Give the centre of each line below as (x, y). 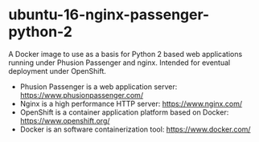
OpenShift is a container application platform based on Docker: (124, 112)
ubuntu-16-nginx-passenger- (109, 15)
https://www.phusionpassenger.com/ (81, 95)
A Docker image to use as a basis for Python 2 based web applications (125, 54)
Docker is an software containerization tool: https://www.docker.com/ (135, 129)
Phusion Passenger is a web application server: (99, 87)
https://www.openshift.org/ (65, 120)
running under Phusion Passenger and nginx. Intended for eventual (119, 63)
